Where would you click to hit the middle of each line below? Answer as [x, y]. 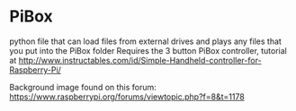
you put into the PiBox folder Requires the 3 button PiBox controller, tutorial [148, 50]
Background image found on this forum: [83, 87]
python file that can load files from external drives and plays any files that [145, 41]
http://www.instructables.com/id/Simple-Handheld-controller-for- [140, 60]
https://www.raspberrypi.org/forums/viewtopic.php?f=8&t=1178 [127, 97]
